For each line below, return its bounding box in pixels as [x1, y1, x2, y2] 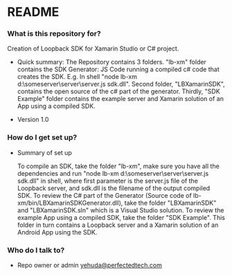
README [7, 4, 60, 20]
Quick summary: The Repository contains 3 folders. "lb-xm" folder [17, 58, 206, 66]
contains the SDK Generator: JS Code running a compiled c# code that [17, 65, 220, 73]
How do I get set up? [7, 133, 78, 142]
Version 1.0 [17, 116, 49, 124]
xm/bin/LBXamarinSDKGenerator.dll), [17, 199, 123, 207]
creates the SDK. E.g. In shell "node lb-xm [17, 73, 137, 81]
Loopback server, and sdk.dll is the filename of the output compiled [17, 184, 211, 192]
